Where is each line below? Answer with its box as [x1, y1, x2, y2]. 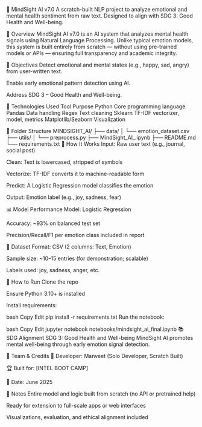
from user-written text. [6, 68, 63, 75]
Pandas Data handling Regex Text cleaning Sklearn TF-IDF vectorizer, [6, 109, 180, 116]
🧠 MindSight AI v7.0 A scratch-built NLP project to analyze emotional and [6, 6, 188, 13]
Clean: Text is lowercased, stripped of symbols [6, 158, 123, 166]
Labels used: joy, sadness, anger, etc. [6, 267, 100, 273]
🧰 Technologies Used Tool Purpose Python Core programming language [6, 103, 186, 110]
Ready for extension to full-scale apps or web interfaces [6, 402, 147, 409]
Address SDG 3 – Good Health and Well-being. [6, 91, 122, 98]
